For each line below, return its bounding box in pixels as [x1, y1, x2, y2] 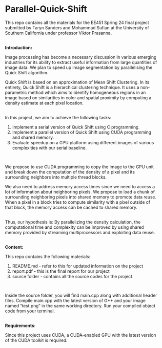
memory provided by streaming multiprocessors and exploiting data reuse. [5, 229, 155, 235]
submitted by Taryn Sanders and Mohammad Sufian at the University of [5, 24, 149, 30]
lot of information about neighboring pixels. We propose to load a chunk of [5, 189, 155, 195]
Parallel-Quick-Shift [5, 3, 87, 15]
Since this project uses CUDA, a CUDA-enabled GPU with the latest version [5, 332, 156, 338]
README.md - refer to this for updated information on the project [12, 263, 143, 269]
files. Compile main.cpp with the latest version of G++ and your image [5, 297, 146, 304]
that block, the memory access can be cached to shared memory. [5, 204, 138, 210]
